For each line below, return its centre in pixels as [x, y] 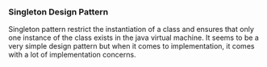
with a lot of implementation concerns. [72, 55]
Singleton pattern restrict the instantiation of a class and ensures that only [131, 30]
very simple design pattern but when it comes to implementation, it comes [131, 46]
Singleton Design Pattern [58, 12]
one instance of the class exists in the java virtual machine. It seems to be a [134, 37]
